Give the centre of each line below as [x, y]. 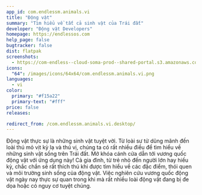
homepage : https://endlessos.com [48, 34]
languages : [20, 79]
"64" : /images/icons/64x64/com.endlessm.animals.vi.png [83, 74]
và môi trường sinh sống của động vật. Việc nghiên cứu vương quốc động [97, 173]
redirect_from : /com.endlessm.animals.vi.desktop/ [71, 124]
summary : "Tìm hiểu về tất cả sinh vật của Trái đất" [75, 23]
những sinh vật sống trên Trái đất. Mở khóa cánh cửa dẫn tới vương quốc [96, 154]
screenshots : [23, 57]
